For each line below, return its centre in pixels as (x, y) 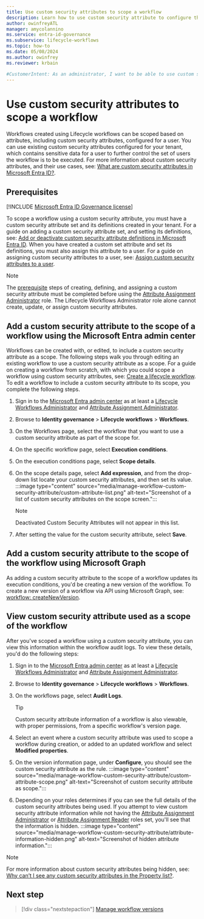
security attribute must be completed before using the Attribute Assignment (101, 294)
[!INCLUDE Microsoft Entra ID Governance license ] (70, 207)
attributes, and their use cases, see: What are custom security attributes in (100, 166)
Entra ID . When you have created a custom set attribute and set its (89, 245)
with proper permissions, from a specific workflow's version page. (98, 726)
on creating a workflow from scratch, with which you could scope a (90, 370)
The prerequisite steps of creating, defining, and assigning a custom (92, 288)
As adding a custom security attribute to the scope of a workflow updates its (102, 578)
